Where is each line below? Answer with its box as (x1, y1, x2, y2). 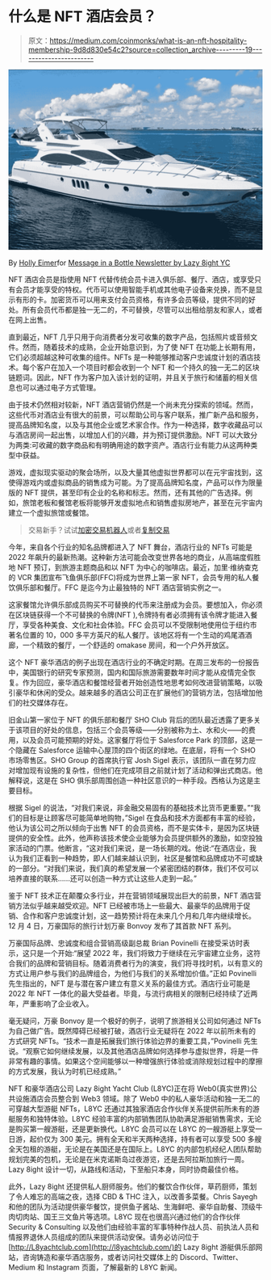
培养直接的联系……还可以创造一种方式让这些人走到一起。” (8, 874, 198, 883)
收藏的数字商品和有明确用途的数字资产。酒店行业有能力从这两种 (39, 440, 252, 450)
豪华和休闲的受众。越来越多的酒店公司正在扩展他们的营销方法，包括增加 (15, 688, 256, 697)
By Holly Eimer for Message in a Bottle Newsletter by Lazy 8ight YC (8, 258, 231, 267)
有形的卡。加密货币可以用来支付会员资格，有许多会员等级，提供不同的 (15, 295, 248, 305)
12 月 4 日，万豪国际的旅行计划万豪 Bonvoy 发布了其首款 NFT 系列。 (8, 921, 236, 931)
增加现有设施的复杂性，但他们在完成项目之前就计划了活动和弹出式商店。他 (15, 765, 263, 776)
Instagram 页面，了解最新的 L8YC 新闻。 (46, 1262, 181, 1273)
